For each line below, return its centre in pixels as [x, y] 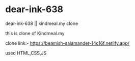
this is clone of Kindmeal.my [35, 33]
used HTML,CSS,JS [26, 53]
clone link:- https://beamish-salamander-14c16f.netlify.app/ [67, 43]
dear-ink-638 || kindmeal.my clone [42, 23]
